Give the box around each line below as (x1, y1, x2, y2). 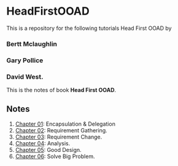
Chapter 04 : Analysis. (15, 139, 71, 147)
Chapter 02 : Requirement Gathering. (15, 126, 107, 134)
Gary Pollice (6, 56, 44, 65)
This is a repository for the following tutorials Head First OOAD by (6, 24, 172, 32)
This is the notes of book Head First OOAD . (6, 87, 117, 94)
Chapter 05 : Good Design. (15, 146, 82, 153)
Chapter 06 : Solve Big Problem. (15, 153, 95, 160)
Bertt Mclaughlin (6, 40, 57, 48)
